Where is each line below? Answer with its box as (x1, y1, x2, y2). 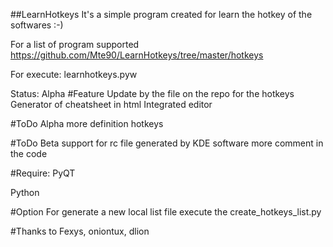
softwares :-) (10, 19, 64, 31)
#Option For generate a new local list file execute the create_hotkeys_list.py (10, 206, 322, 218)
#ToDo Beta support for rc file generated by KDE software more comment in (10, 137, 324, 149)
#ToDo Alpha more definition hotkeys (10, 118, 164, 129)
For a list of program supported (10, 39, 140, 50)
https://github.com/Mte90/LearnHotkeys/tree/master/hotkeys (10, 49, 264, 61)
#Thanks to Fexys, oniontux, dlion (10, 225, 150, 237)
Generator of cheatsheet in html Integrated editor (10, 99, 213, 110)
